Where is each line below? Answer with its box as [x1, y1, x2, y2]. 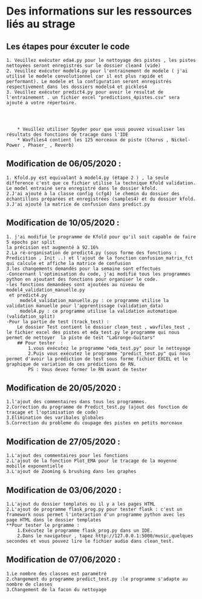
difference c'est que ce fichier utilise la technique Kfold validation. [6, 180, 197, 186]
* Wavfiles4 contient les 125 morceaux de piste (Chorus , [17, 137, 169, 143]
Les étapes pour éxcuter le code [6, 41, 130, 52]
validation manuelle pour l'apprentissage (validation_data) [6, 303, 164, 309]
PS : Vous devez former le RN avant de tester [28, 366, 148, 372]
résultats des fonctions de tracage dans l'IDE [6, 132, 129, 138]
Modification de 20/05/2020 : [6, 383, 122, 393]
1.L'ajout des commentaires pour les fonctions [6, 453, 129, 459]
